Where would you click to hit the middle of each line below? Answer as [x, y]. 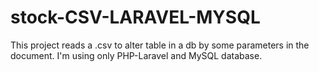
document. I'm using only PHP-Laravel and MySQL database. [136, 55]
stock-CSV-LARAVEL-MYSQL [135, 17]
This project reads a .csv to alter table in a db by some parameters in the [160, 45]
